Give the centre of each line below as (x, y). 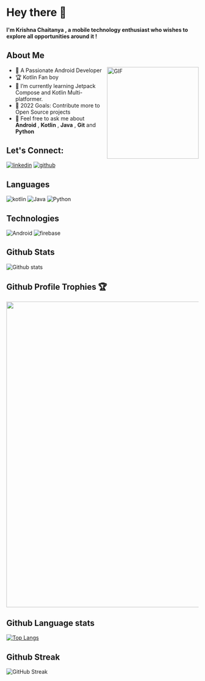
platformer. (29, 99)
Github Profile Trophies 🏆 (57, 287)
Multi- (75, 92)
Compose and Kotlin (41, 92)
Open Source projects (43, 112)
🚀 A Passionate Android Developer (58, 70)
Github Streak (33, 657)
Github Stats (31, 252)
